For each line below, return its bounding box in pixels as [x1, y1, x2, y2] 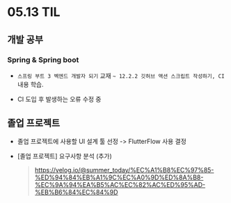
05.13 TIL [7, 4, 61, 20]
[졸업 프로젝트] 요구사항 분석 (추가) [17, 152, 113, 160]
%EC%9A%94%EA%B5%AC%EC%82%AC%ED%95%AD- [34, 180, 206, 188]
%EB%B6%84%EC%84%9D [34, 188, 118, 196]
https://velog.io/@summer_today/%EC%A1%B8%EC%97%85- [34, 165, 214, 174]
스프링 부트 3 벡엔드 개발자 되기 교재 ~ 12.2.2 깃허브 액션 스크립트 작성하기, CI [17, 71, 225, 80]
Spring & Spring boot [7, 55, 79, 65]
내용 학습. [17, 80, 44, 88]
